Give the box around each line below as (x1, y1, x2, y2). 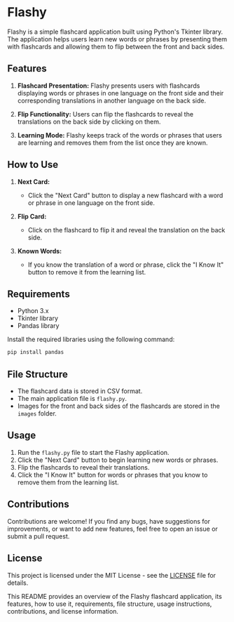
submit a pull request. (7, 531, 70, 541)
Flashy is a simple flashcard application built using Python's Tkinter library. (7, 27, 223, 36)
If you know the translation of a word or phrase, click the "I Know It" (27, 260, 224, 269)
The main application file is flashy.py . (17, 395, 128, 403)
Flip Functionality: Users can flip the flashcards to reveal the (17, 110, 194, 118)
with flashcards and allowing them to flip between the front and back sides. (7, 42, 225, 51)
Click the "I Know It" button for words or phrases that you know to (17, 470, 208, 479)
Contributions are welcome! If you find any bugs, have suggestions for (7, 517, 211, 525)
